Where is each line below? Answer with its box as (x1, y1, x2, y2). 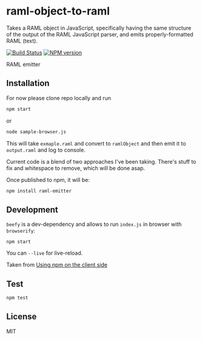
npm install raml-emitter (6, 188, 72, 194)
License (6, 312, 37, 322)
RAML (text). (6, 37, 38, 44)
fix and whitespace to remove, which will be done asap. (6, 164, 146, 172)
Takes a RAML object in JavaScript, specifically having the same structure (6, 24, 192, 32)
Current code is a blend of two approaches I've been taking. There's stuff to (6, 158, 197, 165)
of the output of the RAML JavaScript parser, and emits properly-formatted (6, 30, 194, 38)
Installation (6, 78, 50, 88)
